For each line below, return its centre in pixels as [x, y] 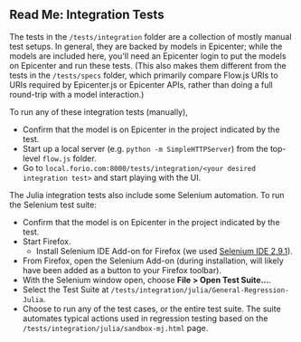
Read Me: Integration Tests [87, 15]
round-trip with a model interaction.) [77, 94]
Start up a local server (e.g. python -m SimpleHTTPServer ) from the [145, 148]
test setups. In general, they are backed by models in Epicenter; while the [146, 46]
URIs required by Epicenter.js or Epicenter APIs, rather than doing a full [141, 84]
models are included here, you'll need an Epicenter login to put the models [148, 56]
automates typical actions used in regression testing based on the [145, 318]
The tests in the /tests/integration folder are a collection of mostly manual [150, 36]
